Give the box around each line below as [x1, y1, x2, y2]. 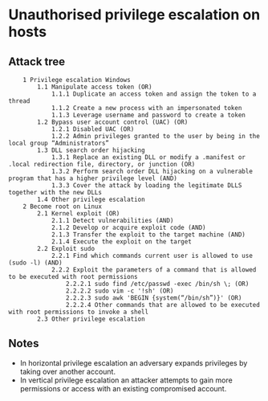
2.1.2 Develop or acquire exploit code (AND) [51, 223, 206, 231]
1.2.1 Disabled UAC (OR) [51, 125, 135, 133]
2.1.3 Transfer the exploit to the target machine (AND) [51, 231, 246, 239]
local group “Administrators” [8, 139, 110, 147]
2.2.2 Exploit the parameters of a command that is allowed [51, 266, 257, 274]
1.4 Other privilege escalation [37, 195, 146, 203]
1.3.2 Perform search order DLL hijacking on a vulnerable [51, 167, 253, 175]
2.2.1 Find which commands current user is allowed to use [51, 252, 253, 260]
